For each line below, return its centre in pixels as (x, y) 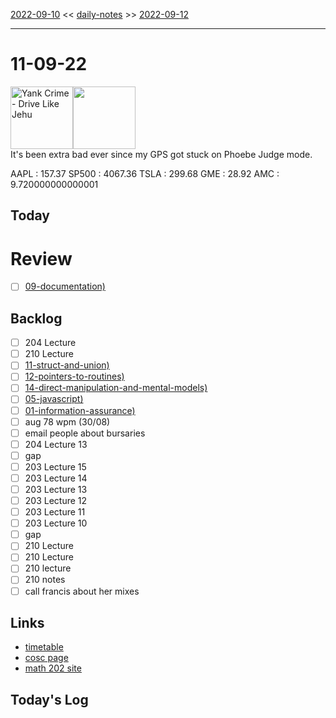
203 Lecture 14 (56, 478)
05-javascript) (54, 399)
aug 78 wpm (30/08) (67, 421)
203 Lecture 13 (56, 489)
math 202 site (53, 668)
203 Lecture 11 (55, 512)
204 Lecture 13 (56, 444)
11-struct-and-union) (67, 365)
